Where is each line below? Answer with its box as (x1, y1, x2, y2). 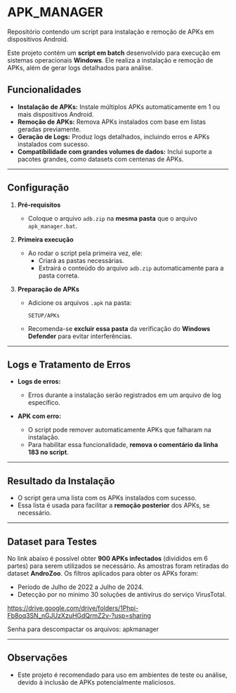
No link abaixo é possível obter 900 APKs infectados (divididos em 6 (7, 555, 209, 562)
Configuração (7, 182, 70, 194)
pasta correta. (38, 271, 79, 280)
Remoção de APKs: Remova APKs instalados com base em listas (17, 117, 206, 126)
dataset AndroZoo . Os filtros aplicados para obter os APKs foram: (7, 569, 199, 577)
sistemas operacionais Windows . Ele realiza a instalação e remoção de (7, 56, 214, 64)
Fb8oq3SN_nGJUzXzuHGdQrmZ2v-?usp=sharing (7, 611, 151, 619)
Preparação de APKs (17, 285, 79, 293)
